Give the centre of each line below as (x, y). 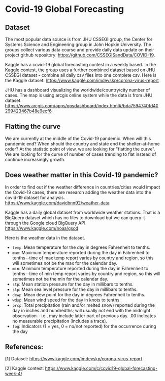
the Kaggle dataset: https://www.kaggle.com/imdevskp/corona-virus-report (82, 80)
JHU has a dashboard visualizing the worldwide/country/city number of (78, 90)
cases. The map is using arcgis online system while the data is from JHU (79, 95)
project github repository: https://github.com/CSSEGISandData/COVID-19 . (80, 55)
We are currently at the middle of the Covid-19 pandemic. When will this (78, 138)
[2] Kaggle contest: (25, 368)
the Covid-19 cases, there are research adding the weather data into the (78, 192)
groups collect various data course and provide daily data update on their (80, 50)
